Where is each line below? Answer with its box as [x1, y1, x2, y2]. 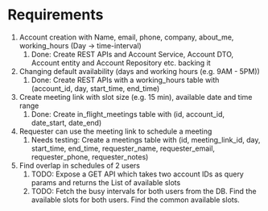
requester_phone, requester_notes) [31, 151, 149, 162]
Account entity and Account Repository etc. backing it [31, 58, 211, 68]
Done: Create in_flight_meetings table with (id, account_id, [31, 109, 225, 118]
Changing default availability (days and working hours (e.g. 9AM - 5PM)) [19, 66, 261, 76]
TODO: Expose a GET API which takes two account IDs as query [31, 169, 245, 179]
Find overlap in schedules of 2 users [19, 160, 140, 170]
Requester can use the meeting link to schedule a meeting [19, 126, 212, 136]
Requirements [7, 6, 104, 24]
